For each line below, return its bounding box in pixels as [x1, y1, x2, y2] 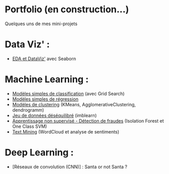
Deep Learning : [5, 147, 74, 158]
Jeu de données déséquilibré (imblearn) [12, 112, 97, 119]
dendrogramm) [12, 107, 45, 113]
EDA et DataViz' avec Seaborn [12, 55, 76, 62]
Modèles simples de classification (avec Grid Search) [12, 90, 125, 96]
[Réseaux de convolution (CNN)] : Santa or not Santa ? [12, 163, 128, 170]
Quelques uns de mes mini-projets [5, 21, 78, 27]
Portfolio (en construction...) [5, 4, 129, 15]
